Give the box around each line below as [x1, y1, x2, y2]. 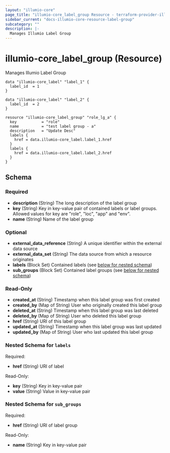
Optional [5, 229, 27, 236]
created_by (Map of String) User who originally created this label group [12, 302, 162, 308]
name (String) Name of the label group [12, 216, 94, 222]
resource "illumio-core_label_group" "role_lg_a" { [5, 115, 116, 120]
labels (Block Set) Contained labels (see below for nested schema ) [12, 262, 153, 268]
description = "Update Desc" [10, 128, 76, 133]
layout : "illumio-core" [5, 7, 56, 13]
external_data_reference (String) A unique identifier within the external [12, 240, 162, 246]
